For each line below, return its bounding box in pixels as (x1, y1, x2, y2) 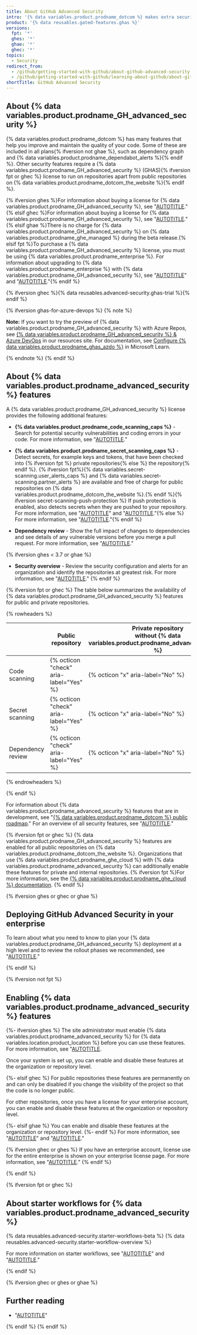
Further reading (6, 1296, 64, 1306)
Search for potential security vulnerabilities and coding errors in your (14, 430, 181, 437)
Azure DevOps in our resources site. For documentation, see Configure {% (6, 337, 186, 344)
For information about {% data (6, 801, 79, 808)
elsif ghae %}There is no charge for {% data (14, 222, 122, 229)
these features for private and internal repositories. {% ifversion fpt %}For (6, 868, 185, 876)
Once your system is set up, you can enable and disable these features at (6, 1057, 184, 1064)
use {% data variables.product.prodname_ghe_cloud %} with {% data (6, 856, 174, 863)
